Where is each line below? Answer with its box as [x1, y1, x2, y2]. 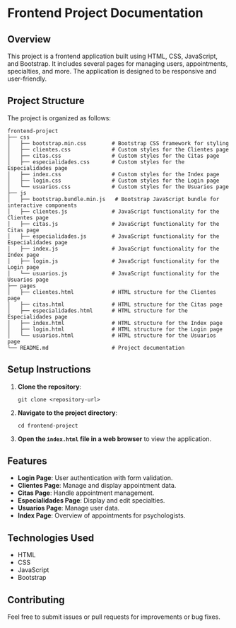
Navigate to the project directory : [17, 409, 118, 417]
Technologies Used [7, 532, 94, 544]
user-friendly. [7, 74, 47, 83]
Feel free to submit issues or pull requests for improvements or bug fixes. [7, 612, 220, 621]
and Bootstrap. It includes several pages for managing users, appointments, [7, 59, 228, 68]
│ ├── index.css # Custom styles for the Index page [7, 171, 220, 178]
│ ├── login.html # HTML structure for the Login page [7, 326, 223, 333]
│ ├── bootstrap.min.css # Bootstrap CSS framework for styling [7, 139, 230, 147]
